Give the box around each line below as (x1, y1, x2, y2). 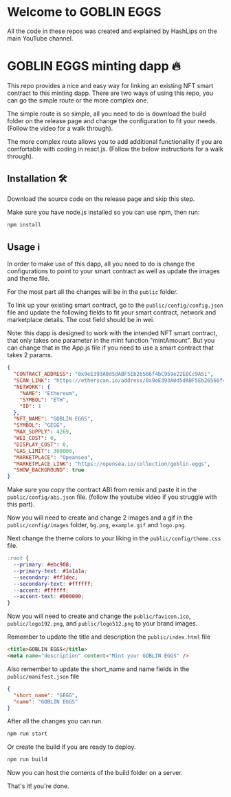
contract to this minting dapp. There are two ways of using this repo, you (7, 89, 214, 97)
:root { (7, 555, 30, 562)
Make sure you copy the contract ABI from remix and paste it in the (7, 486, 197, 494)
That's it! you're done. (7, 782, 70, 790)
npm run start (7, 730, 48, 737)
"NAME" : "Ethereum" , (19, 390, 78, 396)
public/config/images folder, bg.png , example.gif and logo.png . (7, 521, 187, 529)
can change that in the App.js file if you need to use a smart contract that (7, 343, 214, 352)
